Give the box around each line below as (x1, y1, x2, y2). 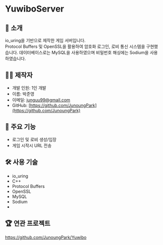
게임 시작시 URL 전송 (12, 143, 52, 148)
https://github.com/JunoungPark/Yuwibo (5, 234, 87, 240)
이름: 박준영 (12, 91, 35, 97)
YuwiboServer (5, 3, 65, 14)
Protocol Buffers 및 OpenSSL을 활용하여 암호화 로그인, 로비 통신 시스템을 (5, 43, 146, 49)
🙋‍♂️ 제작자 (5, 71, 33, 79)
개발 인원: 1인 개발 (12, 85, 47, 90)
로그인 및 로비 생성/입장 (12, 136, 57, 142)
